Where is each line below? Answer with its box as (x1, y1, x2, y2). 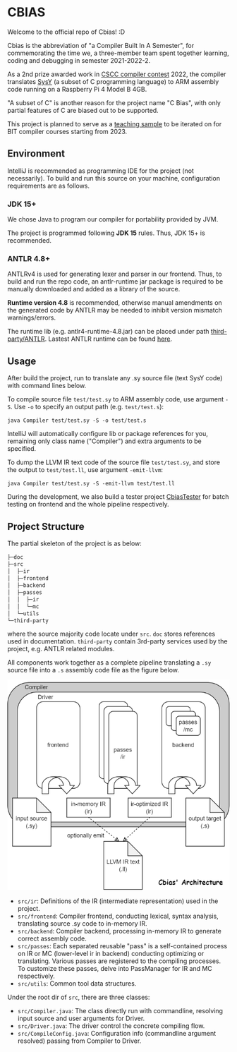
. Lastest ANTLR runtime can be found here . (44, 334, 173, 343)
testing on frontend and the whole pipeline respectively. (7, 500, 169, 509)
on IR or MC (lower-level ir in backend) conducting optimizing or (17, 950, 205, 958)
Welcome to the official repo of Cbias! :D (7, 28, 126, 36)
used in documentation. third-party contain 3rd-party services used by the (7, 636, 228, 646)
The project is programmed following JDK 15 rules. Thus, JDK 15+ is (7, 229, 206, 237)
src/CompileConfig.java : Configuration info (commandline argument (17, 1029, 217, 1038)
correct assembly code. (17, 934, 87, 943)
